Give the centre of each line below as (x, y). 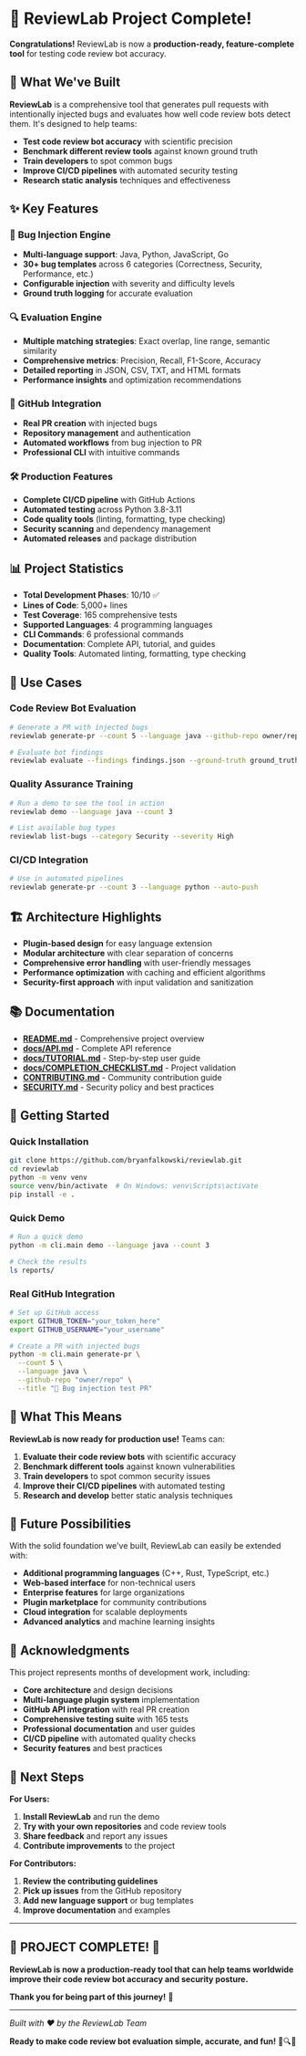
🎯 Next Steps (47, 1777)
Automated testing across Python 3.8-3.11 (102, 509)
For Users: (30, 1799)
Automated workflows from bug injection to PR (112, 443)
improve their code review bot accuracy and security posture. (129, 1978)
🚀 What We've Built (65, 83)
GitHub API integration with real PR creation (106, 1709)
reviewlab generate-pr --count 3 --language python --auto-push (134, 887)
